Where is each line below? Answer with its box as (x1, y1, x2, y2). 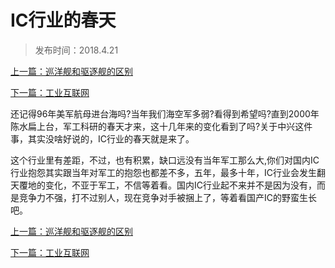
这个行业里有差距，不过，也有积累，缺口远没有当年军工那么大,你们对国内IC (10, 154, 320, 166)
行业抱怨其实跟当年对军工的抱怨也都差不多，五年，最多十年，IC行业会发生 (10, 166, 317, 178)
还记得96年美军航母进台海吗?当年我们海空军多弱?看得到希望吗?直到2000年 (10, 107, 320, 120)
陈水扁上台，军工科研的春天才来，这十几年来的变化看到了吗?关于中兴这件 (10, 120, 313, 132)
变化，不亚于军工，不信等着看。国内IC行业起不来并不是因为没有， (44, 179, 317, 191)
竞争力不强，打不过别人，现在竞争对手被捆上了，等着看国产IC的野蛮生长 (18, 191, 317, 203)
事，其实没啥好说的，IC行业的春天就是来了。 (10, 132, 195, 145)
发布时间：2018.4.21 (34, 44, 119, 56)
